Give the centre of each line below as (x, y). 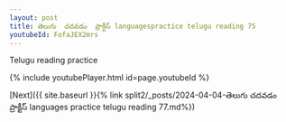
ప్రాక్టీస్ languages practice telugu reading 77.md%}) (102, 107)
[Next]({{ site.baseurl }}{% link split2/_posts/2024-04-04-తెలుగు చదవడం (143, 95)
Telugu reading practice (54, 61)
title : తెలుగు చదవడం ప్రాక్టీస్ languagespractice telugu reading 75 (133, 26)
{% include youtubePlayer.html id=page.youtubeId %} (110, 78)
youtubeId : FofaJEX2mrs (54, 34)
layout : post (34, 18)
